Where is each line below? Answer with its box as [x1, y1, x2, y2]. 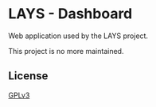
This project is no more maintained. [8, 46, 124, 55]
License [8, 69, 49, 83]
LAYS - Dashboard [8, 5, 133, 23]
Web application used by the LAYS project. [8, 31, 149, 40]
